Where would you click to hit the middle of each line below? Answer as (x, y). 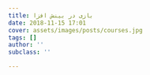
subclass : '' (30, 52)
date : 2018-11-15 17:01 (47, 23)
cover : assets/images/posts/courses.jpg (76, 30)
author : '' (26, 45)
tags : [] (22, 37)
